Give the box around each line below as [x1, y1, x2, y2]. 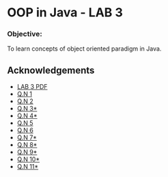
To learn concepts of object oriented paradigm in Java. [7, 44, 162, 53]
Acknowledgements [7, 64, 95, 76]
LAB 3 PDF [16, 83, 48, 91]
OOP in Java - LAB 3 [7, 5, 123, 21]
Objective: [7, 29, 42, 39]
